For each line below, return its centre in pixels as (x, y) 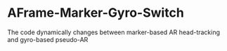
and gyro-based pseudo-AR (48, 39)
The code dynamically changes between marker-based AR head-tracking (113, 32)
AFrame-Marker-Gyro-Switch (96, 13)
